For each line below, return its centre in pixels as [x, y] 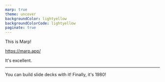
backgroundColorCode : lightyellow [41, 23]
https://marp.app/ [23, 51]
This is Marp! [18, 41]
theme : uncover [21, 14]
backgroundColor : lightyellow [36, 19]
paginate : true [21, 28]
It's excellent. [19, 61]
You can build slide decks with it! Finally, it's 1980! [56, 75]
